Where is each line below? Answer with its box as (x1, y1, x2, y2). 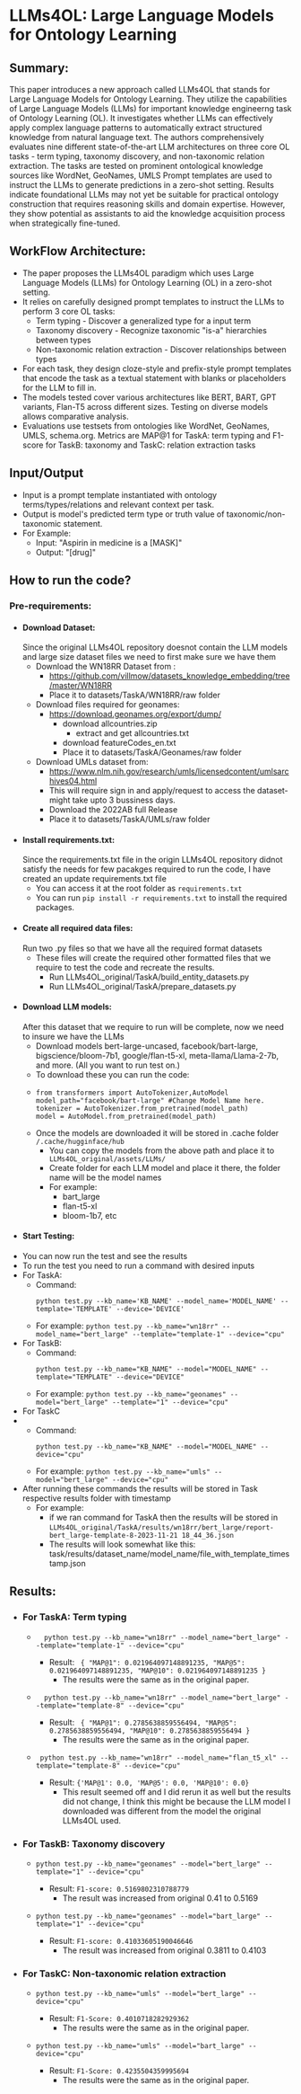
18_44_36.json (181, 1531, 235, 1539)
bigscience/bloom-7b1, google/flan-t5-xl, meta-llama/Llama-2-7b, (35, 1050, 279, 1060)
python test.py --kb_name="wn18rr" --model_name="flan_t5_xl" (39, 1753, 278, 1762)
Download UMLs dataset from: (35, 757, 150, 768)
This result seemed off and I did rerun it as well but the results (62, 1786, 291, 1797)
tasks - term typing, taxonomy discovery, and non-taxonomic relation (9, 151, 265, 162)
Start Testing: (21, 1230, 75, 1241)
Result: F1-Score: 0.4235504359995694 (48, 2065, 190, 2076)
